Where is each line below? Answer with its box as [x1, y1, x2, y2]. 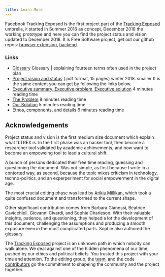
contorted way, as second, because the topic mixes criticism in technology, [5, 170, 158, 176]
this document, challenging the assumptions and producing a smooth [5, 220, 146, 226]
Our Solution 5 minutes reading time [12, 101, 86, 107]
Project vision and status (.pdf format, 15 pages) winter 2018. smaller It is [12, 75, 161, 81]
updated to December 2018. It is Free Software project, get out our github [5, 36, 154, 42]
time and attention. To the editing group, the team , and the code [5, 256, 135, 262]
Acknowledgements [5, 121, 68, 129]
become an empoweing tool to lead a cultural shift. [5, 150, 108, 155]
